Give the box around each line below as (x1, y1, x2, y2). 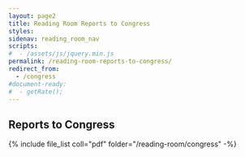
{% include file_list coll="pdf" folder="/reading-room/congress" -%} (8, 139, 237, 149)
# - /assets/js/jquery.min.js (8, 50, 114, 58)
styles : (8, 27, 35, 35)
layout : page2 (8, 11, 57, 20)
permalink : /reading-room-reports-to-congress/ (8, 58, 173, 66)
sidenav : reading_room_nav (8, 34, 100, 43)
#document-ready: (8, 80, 67, 88)
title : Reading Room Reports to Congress (8, 20, 151, 28)
